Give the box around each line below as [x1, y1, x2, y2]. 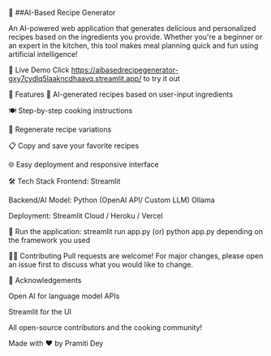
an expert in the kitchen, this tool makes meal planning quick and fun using [8, 41, 259, 50]
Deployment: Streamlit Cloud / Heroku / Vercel [8, 211, 164, 220]
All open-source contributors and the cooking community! [8, 323, 203, 332]
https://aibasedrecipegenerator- [71, 65, 179, 75]
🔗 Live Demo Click [8, 65, 70, 75]
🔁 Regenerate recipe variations [8, 124, 112, 134]
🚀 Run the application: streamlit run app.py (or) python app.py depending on [8, 227, 264, 236]
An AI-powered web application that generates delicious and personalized [8, 24, 256, 33]
